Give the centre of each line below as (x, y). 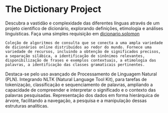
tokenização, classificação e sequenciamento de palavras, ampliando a (79, 84)
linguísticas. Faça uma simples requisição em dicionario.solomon (72, 33)
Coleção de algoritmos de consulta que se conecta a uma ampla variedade (84, 43)
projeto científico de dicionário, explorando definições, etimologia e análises (84, 28)
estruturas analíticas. (27, 105)
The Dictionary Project (53, 9)
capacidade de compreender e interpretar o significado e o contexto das (80, 90)
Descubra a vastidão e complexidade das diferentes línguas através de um (82, 23)
